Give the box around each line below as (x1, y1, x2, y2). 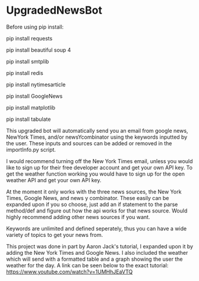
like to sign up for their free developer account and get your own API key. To (6, 164, 193, 171)
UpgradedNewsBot (6, 4, 103, 17)
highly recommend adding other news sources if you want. (6, 213, 150, 220)
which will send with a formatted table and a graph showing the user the (6, 255, 183, 263)
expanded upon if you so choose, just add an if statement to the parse (6, 201, 178, 208)
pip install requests (6, 35, 53, 42)
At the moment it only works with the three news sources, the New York (6, 188, 182, 195)
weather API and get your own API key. (6, 176, 102, 183)
